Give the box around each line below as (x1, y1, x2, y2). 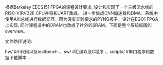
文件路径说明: (5, 39, 33, 44)
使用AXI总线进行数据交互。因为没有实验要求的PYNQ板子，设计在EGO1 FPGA (5, 16, 158, 22)
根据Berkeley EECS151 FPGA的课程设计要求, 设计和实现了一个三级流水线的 (5, 4, 154, 10)
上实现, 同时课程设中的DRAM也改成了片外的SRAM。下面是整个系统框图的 (5, 22, 152, 28)
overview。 (5, 28, 28, 34)
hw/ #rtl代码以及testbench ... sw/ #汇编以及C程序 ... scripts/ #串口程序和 (5, 49, 150, 54)
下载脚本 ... (9, 55, 32, 60)
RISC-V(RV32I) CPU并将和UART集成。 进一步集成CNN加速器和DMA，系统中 (5, 10, 158, 16)
